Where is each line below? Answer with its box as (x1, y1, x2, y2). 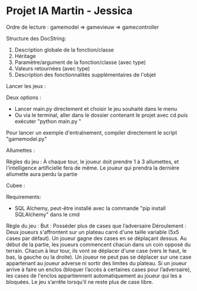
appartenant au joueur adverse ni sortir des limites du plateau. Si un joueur (6, 259, 187, 266)
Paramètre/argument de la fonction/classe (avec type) (14, 59, 146, 66)
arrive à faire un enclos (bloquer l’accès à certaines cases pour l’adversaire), (6, 266, 192, 273)
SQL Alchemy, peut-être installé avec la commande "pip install (14, 204, 166, 212)
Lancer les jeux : (6, 82, 46, 89)
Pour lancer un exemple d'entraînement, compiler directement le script (6, 129, 178, 136)
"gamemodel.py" (6, 135, 47, 142)
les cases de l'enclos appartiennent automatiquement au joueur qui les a (6, 272, 182, 279)
